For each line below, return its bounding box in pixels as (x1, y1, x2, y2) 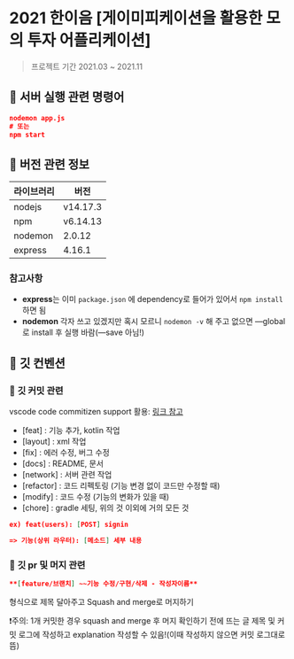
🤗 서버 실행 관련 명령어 (9, 89, 125, 105)
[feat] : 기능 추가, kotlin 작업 (21, 425, 120, 436)
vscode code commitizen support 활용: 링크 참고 (9, 407, 183, 417)
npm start (9, 130, 46, 139)
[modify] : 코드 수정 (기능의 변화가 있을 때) (21, 492, 170, 502)
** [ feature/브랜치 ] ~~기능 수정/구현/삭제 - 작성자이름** (9, 579, 197, 589)
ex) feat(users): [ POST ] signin (9, 520, 128, 530)
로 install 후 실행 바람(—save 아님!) (21, 327, 144, 337)
